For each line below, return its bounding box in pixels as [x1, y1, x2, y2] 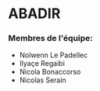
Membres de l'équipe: [8, 33, 94, 44]
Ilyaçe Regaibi [19, 59, 65, 68]
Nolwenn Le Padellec [19, 50, 88, 60]
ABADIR [8, 5, 61, 23]
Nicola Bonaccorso [19, 67, 81, 77]
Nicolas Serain [19, 75, 66, 85]
